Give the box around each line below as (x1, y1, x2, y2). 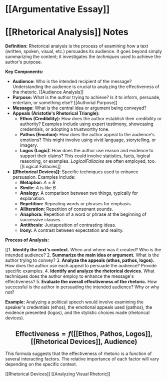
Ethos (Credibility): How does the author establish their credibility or (19, 116, 162, 122)
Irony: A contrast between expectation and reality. (19, 227, 124, 233)
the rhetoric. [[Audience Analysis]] (12, 89, 84, 95)
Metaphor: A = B (19, 179, 56, 186)
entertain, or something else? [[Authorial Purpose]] (12, 100, 117, 106)
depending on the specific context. (5, 361, 77, 367)
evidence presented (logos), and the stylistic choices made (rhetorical (5, 309, 150, 316)
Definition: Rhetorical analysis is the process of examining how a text (5, 43, 148, 49)
